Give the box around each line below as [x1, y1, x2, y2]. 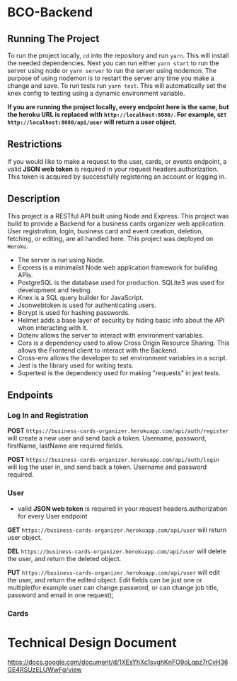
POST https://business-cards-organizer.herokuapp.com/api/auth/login [7, 455, 219, 464]
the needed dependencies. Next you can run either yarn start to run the [7, 59, 219, 67]
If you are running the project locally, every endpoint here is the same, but [7, 103, 229, 111]
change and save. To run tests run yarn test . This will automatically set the [7, 82, 226, 89]
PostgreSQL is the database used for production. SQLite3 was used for [17, 278, 225, 287]
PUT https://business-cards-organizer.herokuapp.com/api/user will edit [7, 568, 221, 577]
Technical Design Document [7, 634, 177, 650]
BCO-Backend [7, 4, 93, 21]
